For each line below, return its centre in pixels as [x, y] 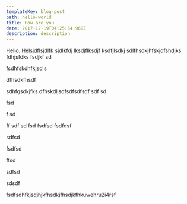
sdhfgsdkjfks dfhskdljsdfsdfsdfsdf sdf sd [56, 91]
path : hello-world [29, 17]
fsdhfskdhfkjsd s [27, 68]
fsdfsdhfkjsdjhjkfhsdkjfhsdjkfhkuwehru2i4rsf [61, 195]
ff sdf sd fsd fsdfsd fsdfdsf [39, 126]
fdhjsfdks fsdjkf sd [29, 57]
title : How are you [30, 23]
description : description [38, 34]
